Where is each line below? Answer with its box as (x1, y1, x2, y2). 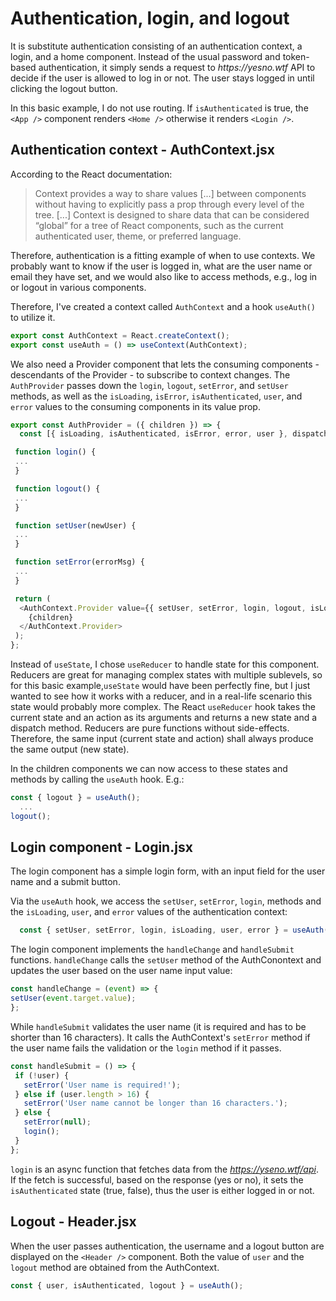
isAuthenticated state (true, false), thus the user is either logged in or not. (10, 1184, 315, 1196)
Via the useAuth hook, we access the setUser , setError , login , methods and (10, 895, 322, 907)
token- (282, 50, 310, 62)
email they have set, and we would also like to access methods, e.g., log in (10, 270, 318, 282)
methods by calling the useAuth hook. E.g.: (10, 773, 185, 785)
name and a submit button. (10, 876, 121, 888)
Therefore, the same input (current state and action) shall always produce (10, 733, 314, 744)
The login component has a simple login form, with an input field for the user (10, 865, 326, 877)
